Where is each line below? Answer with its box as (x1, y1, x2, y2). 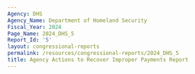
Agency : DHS (7, 10, 43, 18)
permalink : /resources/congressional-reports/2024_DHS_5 (7, 50, 179, 57)
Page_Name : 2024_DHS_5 (7, 30, 74, 37)
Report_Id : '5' (7, 37, 52, 44)
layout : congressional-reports (7, 43, 100, 50)
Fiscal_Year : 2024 (7, 23, 62, 30)
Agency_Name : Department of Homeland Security (7, 17, 147, 24)
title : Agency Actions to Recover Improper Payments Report (7, 56, 189, 63)
